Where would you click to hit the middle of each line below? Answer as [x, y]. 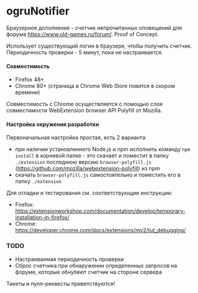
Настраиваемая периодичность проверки [69, 259]
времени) [27, 92]
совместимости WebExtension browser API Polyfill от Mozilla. [84, 110]
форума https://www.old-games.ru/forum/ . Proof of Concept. [82, 34]
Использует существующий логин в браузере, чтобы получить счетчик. [99, 46]
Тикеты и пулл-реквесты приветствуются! [61, 283]
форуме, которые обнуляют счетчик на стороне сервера [88, 272]
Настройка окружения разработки [53, 124]
